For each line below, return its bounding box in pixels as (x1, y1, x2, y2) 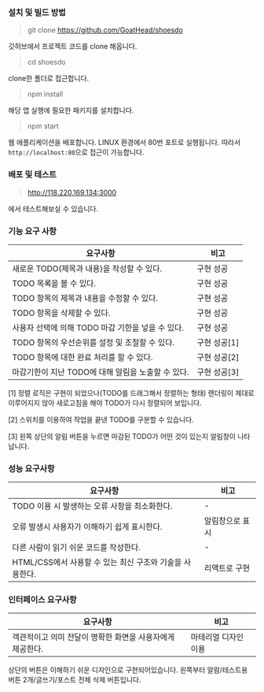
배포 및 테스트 (8, 169, 57, 180)
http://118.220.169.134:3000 (27, 188, 117, 197)
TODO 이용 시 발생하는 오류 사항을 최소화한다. (12, 500, 173, 512)
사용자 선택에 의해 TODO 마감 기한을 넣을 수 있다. (12, 322, 185, 333)
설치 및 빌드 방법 (8, 6, 66, 17)
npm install (27, 89, 64, 99)
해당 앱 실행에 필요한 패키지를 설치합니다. (8, 106, 134, 115)
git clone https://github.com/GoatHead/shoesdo (27, 25, 183, 35)
